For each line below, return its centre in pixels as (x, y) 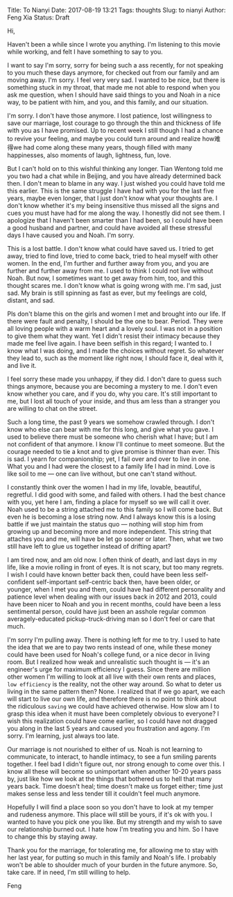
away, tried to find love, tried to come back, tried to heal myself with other (113, 256)
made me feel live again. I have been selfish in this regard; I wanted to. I (110, 343)
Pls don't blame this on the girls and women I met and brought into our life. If (116, 314)
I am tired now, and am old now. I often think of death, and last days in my (112, 560)
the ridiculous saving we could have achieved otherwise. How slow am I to (113, 706)
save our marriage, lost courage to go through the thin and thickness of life (114, 123)
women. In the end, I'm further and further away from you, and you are (108, 263)
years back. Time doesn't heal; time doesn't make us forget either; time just (115, 786)
